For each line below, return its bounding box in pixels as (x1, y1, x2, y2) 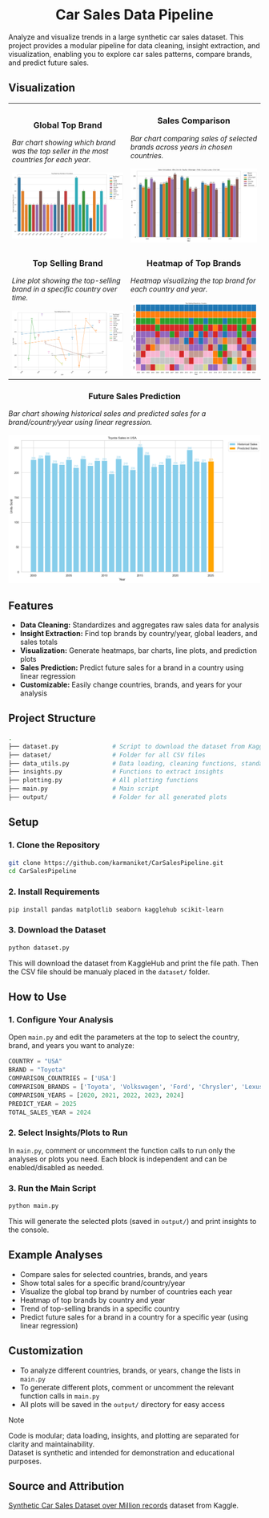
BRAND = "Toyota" (8, 1066, 66, 1074)
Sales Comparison (157, 115, 231, 126)
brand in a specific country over (11, 284, 118, 294)
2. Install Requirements (8, 886, 100, 897)
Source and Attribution (8, 1479, 125, 1493)
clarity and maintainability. (8, 1439, 95, 1449)
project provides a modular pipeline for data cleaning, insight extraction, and (8, 40, 260, 50)
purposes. (8, 1456, 42, 1466)
